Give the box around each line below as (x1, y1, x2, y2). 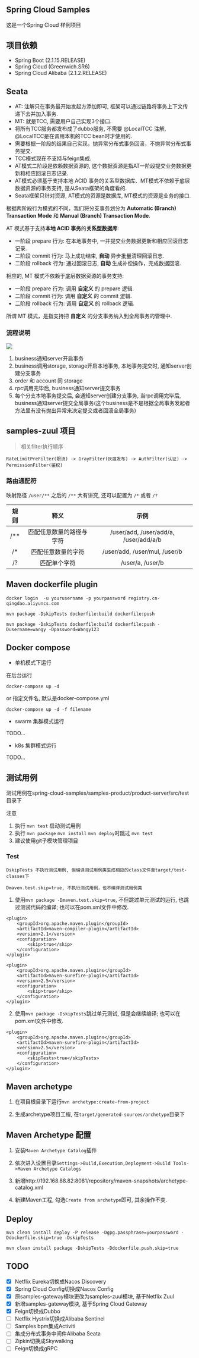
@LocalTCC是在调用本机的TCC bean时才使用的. (14, 133, 133, 140)
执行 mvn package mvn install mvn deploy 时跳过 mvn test (14, 830, 153, 837)
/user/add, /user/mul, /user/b (102, 547, 182, 556)
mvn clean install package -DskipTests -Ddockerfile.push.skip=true (6, 1246, 179, 1252)
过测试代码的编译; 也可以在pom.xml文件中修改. (14, 904, 129, 911)
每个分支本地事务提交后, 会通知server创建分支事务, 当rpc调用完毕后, (14, 392, 181, 399)
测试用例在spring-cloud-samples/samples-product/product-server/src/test (6, 789, 190, 796)
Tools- (172, 1161, 190, 1166)
